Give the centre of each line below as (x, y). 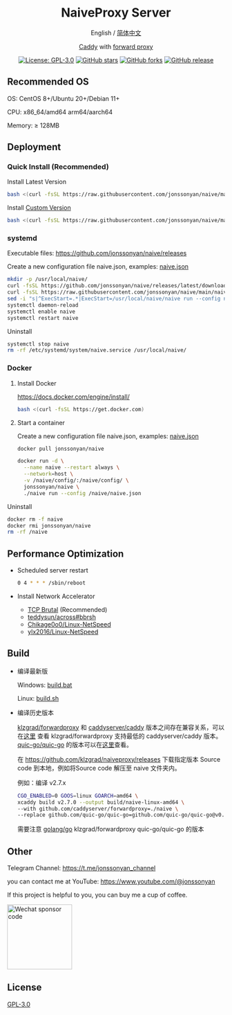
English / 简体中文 (116, 33)
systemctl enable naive (41, 312)
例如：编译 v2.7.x (41, 782)
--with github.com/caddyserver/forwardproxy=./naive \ (98, 809)
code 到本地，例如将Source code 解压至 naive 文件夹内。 (99, 768)
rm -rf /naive (28, 532)
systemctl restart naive (43, 318)
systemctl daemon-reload (43, 305)
